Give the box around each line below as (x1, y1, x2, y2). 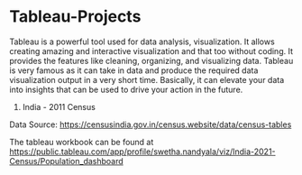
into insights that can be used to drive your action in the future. (9, 84, 243, 95)
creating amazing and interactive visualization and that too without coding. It (9, 45, 293, 56)
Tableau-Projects (9, 6, 142, 27)
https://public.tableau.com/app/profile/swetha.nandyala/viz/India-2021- (9, 146, 277, 157)
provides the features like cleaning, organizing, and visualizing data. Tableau (9, 55, 294, 66)
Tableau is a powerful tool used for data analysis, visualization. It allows (9, 36, 275, 47)
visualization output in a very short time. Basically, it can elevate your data (9, 74, 285, 85)
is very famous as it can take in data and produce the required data (9, 65, 259, 76)
